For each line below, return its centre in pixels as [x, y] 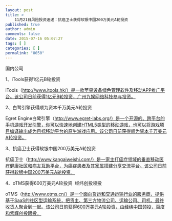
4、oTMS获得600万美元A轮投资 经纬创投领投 [53, 183]
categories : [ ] [23, 48]
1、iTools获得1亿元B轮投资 [33, 79]
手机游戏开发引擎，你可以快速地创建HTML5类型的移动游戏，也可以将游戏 [83, 125]
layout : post [19, 10]
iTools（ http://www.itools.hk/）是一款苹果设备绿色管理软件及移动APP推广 [83, 90]
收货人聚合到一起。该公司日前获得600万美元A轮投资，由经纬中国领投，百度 [85, 207]
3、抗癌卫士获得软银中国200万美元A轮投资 [51, 148]
